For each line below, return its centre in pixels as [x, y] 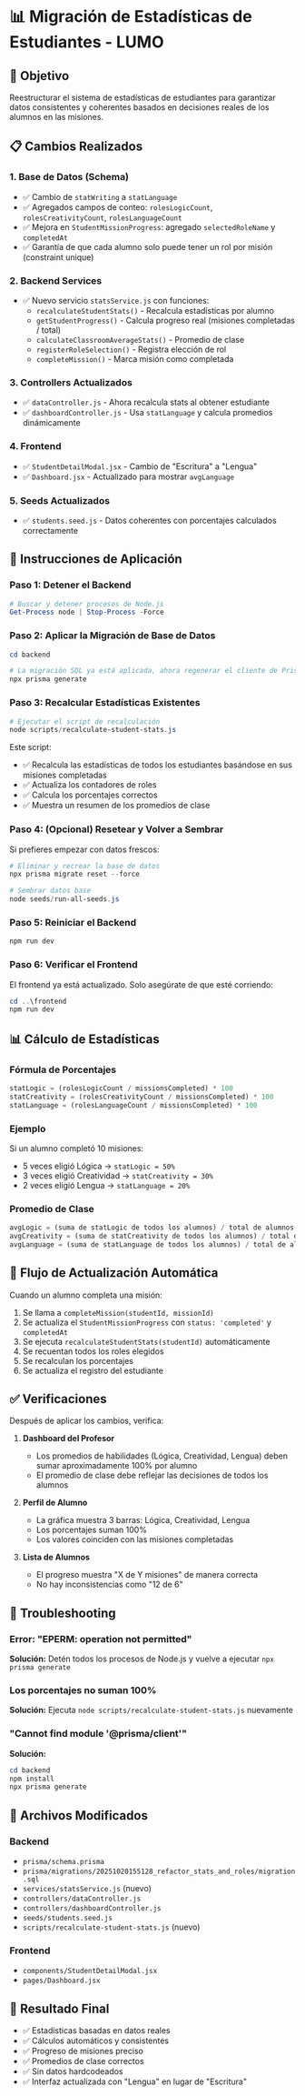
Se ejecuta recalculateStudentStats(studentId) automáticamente [146, 1341]
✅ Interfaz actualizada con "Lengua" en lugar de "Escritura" [135, 2081]
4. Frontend [35, 446]
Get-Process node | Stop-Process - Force [87, 612]
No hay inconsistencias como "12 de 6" [109, 1585]
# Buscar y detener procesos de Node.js [87, 604]
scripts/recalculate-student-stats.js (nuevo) [111, 1927]
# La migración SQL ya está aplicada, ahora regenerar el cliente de [144, 671]
